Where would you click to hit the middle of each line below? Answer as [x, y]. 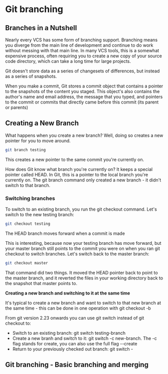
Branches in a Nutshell [41, 28]
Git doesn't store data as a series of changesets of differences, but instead [82, 71]
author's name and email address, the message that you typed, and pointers [84, 97]
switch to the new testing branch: [40, 214]
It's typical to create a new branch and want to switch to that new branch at [83, 303]
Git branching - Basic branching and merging [77, 365]
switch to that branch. [28, 185]
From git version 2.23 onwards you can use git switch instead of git [75, 318]
